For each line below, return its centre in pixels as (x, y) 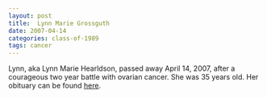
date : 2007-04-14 (38, 31)
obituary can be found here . (55, 86)
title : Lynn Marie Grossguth (59, 23)
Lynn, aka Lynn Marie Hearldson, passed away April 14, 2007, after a (122, 68)
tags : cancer (30, 46)
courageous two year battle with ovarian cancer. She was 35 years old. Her (133, 77)
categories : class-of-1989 (54, 38)
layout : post (30, 16)
